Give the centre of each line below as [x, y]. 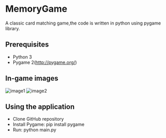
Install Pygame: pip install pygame [49, 124]
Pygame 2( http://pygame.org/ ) [45, 62]
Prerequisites [27, 45]
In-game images [32, 78]
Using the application [40, 107]
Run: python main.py [34, 130]
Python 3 [22, 57]
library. [13, 28]
